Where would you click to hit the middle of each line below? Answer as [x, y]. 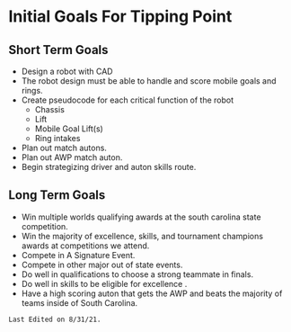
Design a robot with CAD [67, 71]
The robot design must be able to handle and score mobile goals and [149, 81]
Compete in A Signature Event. [78, 255]
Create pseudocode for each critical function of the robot [128, 100]
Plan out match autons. [64, 148]
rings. [32, 90]
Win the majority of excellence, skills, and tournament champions [142, 236]
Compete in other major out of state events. [102, 265]
